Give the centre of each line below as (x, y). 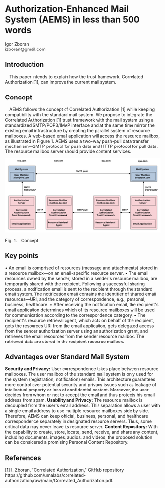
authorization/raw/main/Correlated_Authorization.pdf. (59, 481)
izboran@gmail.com (25, 49)
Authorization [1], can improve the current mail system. (61, 82)
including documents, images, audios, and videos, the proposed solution (79, 437)
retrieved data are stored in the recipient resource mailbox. (65, 341)
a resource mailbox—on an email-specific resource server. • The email (77, 273)
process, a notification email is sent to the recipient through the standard (79, 289)
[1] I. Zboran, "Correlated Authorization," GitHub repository (65, 470)
